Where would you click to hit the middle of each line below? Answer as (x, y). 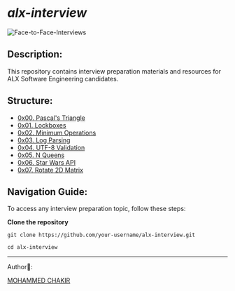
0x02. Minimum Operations (57, 133)
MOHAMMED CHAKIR (39, 280)
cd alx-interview (33, 248)
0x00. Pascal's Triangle (51, 118)
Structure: (30, 101)
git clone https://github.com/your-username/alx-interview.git (101, 235)
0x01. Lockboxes (42, 125)
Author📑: (20, 267)
